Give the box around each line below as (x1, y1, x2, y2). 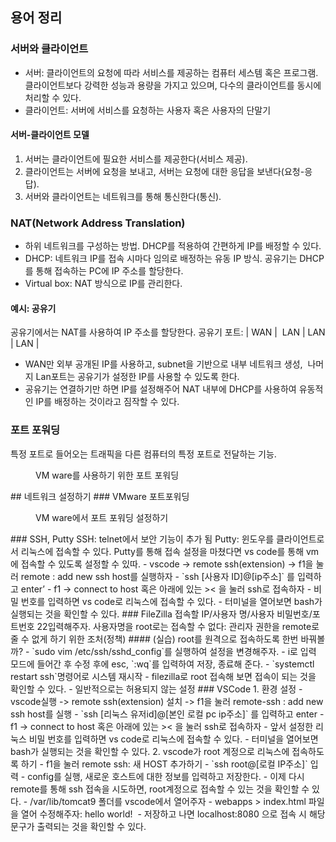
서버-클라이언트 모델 (10, 129, 90, 141)
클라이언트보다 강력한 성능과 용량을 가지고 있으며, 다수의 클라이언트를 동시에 (24, 79, 322, 91)
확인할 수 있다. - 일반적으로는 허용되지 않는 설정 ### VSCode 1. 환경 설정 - (10, 683, 303, 695)
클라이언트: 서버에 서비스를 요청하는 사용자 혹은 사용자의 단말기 (24, 104, 272, 116)
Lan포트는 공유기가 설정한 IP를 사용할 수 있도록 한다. (35, 371, 240, 383)
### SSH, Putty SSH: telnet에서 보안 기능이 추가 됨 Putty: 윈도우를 (10, 533, 275, 545)
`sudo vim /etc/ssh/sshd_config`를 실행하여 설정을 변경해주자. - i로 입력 (31, 645, 317, 657)
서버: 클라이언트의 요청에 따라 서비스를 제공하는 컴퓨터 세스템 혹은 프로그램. (24, 66, 319, 78)
